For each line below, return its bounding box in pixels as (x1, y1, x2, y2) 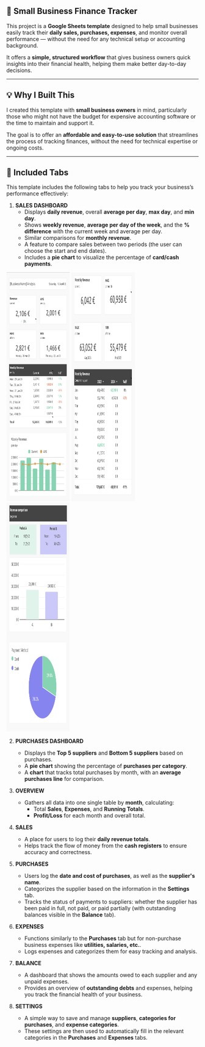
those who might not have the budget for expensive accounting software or (6, 112, 196, 120)
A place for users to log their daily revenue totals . (24, 836, 151, 843)
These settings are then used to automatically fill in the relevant (24, 1027, 184, 1035)
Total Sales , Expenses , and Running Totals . (33, 805, 145, 813)
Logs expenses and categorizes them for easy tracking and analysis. (24, 947, 197, 955)
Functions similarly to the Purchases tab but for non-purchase (24, 935, 181, 942)
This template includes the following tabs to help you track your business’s (6, 184, 194, 191)
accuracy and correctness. (24, 849, 92, 856)
